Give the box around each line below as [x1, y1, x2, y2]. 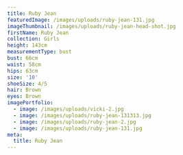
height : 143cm [7, 42, 48, 49]
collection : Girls [7, 36, 60, 43]
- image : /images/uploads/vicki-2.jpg [13, 106, 125, 112]
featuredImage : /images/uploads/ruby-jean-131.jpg [7, 16, 155, 23]
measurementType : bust [7, 49, 72, 56]
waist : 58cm [7, 61, 41, 68]
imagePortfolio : [7, 99, 53, 106]
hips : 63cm [7, 67, 38, 74]
